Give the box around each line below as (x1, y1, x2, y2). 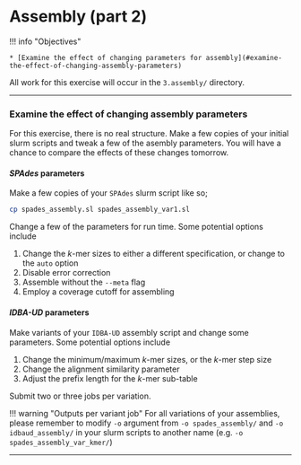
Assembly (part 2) (9, 6, 148, 27)
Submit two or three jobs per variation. (9, 390, 151, 401)
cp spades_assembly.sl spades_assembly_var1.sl (9, 205, 191, 215)
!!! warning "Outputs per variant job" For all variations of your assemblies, (9, 408, 280, 418)
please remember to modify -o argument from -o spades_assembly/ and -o (9, 417, 284, 428)
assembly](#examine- (205, 53, 282, 62)
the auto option (21, 258, 79, 268)
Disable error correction (21, 268, 111, 278)
